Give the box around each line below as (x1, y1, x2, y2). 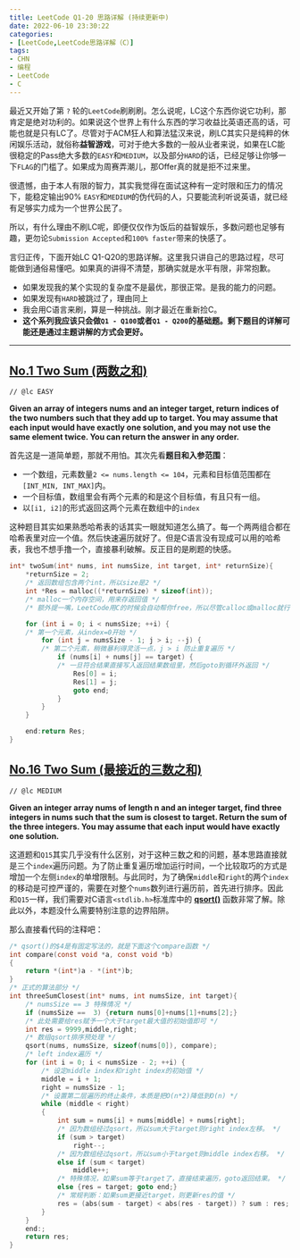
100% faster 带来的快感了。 (132, 232, 231, 243)
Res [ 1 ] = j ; (72, 677, 118, 686)
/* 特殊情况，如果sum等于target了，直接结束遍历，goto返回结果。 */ (56, 1174, 287, 1184)
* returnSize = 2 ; (25, 570, 90, 579)
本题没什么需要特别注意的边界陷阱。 (39, 904, 174, 916)
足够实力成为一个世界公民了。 (16, 202, 127, 213)
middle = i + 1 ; (41, 1074, 102, 1084)
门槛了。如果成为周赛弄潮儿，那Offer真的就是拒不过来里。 (40, 161, 256, 172)
